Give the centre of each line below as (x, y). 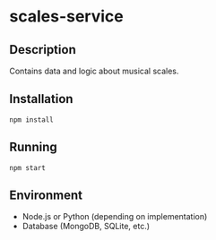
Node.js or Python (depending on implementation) (115, 217)
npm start (28, 167)
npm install (31, 120)
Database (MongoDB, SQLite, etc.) (86, 227)
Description (43, 50)
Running (34, 147)
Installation (41, 99)
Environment (46, 196)
